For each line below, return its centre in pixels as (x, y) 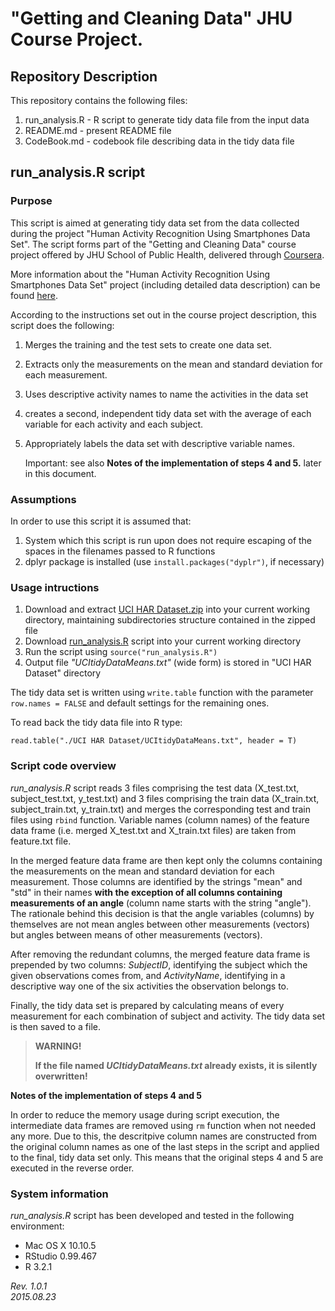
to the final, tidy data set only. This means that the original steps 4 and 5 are (167, 1157)
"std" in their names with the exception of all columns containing (146, 892)
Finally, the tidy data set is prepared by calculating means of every (147, 1005)
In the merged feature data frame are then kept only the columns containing (166, 860)
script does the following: (62, 325)
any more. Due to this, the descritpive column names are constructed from (164, 1136)
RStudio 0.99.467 (61, 1256)
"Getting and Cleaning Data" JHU (151, 18)
